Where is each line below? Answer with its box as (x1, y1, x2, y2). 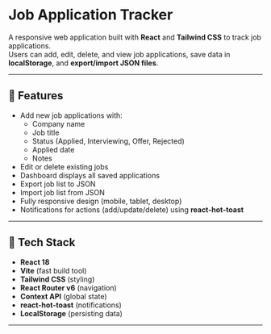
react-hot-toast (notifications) (19, 300, 123, 310)
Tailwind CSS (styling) (19, 274, 95, 284)
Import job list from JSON (19, 187, 105, 197)
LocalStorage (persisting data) (19, 308, 123, 318)
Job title (31, 127, 60, 137)
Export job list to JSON (19, 179, 96, 189)
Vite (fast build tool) (19, 265, 87, 275)
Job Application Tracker (8, 6, 173, 24)
